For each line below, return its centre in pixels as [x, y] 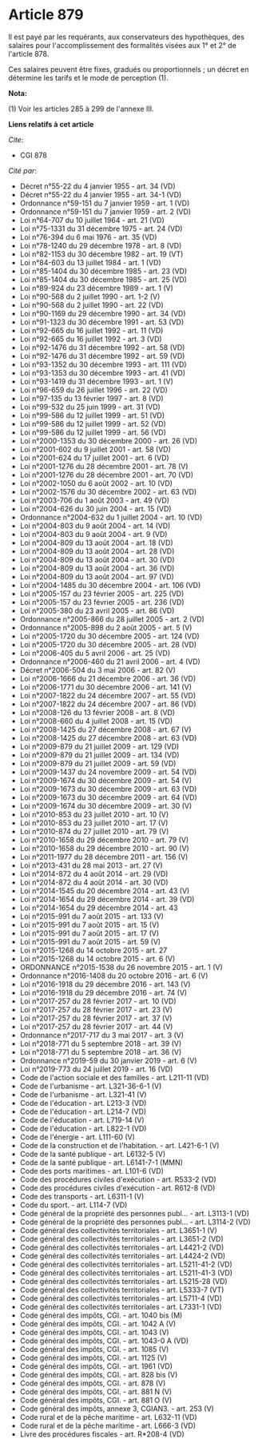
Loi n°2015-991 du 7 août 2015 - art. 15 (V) [89, 924]
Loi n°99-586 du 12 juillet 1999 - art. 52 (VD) [93, 423]
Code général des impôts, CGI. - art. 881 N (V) [96, 1391]
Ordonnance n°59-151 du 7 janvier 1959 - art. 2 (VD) [105, 211]
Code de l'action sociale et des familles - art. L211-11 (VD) [114, 1077]
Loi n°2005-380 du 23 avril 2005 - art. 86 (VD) [97, 610]
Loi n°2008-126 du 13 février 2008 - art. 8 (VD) [97, 712]
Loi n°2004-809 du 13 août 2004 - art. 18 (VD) [96, 543]
